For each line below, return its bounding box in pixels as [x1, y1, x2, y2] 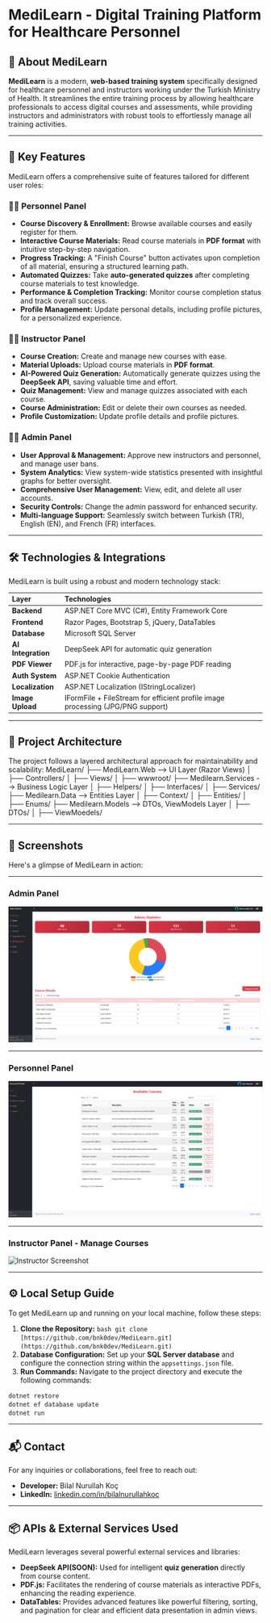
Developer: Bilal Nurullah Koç [19, 1481, 119, 1491]
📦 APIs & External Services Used [8, 1521, 179, 1535]
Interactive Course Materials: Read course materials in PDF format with [19, 236, 261, 245]
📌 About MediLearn [8, 55, 107, 69]
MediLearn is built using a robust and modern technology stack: [8, 576, 221, 586]
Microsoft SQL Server [64, 628, 136, 638]
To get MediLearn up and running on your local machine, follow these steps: [8, 1308, 262, 1318]
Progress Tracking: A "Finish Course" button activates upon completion [19, 253, 261, 263]
